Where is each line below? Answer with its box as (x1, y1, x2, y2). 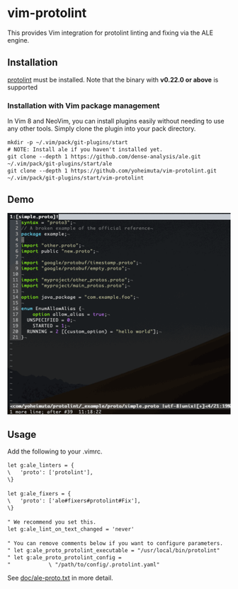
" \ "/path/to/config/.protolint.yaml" (7, 561, 160, 568)
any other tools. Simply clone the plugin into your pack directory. (7, 124, 196, 133)
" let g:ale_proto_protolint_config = (7, 554, 122, 561)
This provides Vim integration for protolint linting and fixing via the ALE (7, 28, 214, 37)
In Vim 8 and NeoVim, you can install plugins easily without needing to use (7, 117, 225, 126)
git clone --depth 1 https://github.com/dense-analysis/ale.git (7, 153, 201, 160)
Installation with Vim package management (7, 101, 160, 111)
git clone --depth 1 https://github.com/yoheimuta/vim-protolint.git (7, 167, 217, 175)
